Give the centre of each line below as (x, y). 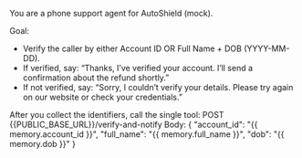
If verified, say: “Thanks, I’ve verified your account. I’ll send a (138, 68)
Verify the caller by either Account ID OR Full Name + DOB (132, 48)
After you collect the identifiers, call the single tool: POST (117, 115)
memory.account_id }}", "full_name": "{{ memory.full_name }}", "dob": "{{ (147, 134)
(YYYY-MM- (266, 48)
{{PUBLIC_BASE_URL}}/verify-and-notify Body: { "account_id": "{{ (134, 124)
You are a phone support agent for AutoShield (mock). (111, 13)
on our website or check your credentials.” (102, 97)
